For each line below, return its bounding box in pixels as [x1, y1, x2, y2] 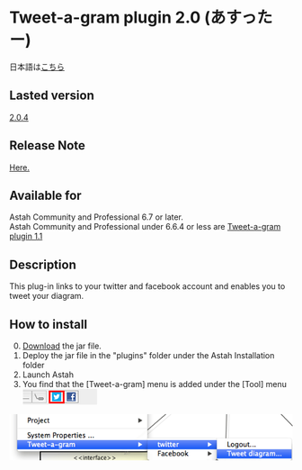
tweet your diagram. [9, 291, 84, 302]
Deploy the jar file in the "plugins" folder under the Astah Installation [22, 350, 275, 360]
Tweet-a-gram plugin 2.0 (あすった [9, 7, 273, 28]
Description [9, 257, 76, 272]
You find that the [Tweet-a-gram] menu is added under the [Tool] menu [22, 379, 288, 389]
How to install [9, 316, 88, 332]
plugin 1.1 [9, 230, 43, 242]
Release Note [9, 138, 85, 153]
